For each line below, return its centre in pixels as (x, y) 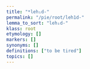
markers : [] (21, 40)
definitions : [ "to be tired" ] (44, 51)
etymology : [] (24, 34)
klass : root (21, 28)
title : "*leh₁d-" (28, 12)
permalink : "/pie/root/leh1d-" (45, 17)
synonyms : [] (22, 46)
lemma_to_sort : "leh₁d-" (37, 23)
